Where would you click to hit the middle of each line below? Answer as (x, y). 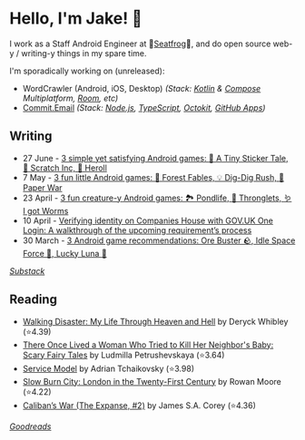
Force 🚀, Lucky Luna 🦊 (64, 253)
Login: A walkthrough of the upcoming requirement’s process (137, 230)
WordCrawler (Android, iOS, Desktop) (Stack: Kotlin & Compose (142, 88)
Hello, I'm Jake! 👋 (76, 19)
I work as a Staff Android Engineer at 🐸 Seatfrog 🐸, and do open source (140, 44)
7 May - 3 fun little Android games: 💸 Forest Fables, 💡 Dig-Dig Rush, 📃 (153, 177)
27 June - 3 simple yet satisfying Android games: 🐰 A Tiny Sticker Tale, (155, 158)
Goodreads (30, 426)
